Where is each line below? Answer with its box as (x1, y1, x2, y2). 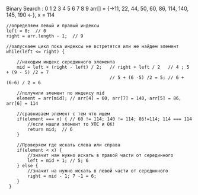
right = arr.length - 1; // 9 (6, 33, 84, 39)
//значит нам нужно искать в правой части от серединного (27, 152, 174, 158)
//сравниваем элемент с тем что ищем (17, 111, 110, 117)
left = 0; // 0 (6, 28, 46, 34)
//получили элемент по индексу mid (17, 90, 105, 96)
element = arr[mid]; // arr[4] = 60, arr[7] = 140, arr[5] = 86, (17, 95, 182, 101)
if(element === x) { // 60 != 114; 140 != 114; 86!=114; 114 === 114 (17, 116, 193, 122)
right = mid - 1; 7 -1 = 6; (27, 173, 97, 179)
